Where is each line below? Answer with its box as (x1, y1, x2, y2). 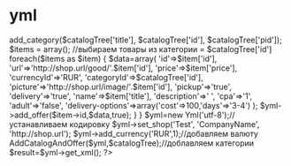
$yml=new (144, 109, 184, 120)
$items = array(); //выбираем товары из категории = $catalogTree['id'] (9, 43, 272, 54)
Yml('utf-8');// (185, 109, 236, 120)
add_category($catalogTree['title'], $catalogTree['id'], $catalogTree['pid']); (9, 34, 283, 45)
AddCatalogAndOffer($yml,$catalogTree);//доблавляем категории (9, 138, 255, 148)
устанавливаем (9, 118, 68, 129)
